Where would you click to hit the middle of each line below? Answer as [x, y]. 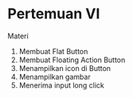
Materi [18, 36]
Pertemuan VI [54, 14]
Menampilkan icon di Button [65, 68]
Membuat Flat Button [53, 51]
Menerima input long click [61, 85]
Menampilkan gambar [55, 76]
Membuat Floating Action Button [72, 60]
